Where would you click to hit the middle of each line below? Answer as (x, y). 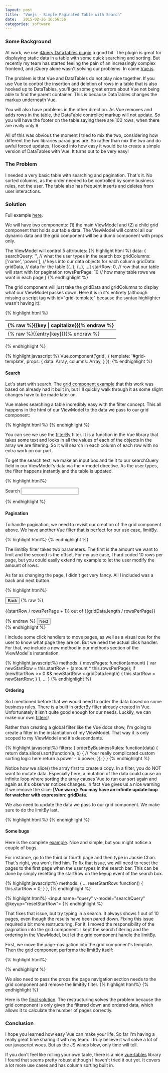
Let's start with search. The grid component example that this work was (79, 384)
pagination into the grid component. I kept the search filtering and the (77, 929)
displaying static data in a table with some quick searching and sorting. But (83, 58)
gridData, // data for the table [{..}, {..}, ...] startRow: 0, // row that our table (82, 267)
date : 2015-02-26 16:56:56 (36, 19)
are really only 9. (23, 125)
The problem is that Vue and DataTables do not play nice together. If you (80, 78)
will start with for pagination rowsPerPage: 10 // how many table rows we (80, 272)
